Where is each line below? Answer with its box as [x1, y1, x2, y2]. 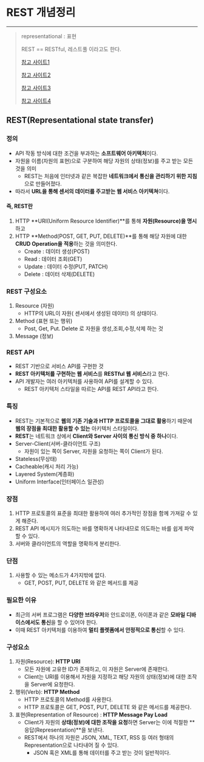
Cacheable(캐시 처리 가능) [15, 463, 79, 470]
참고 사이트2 [21, 71, 51, 78]
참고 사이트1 [21, 58, 50, 66]
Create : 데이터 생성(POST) [24, 248, 90, 255]
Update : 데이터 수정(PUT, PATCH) [24, 263, 108, 270]
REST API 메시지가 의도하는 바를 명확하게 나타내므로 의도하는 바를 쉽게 [15, 525, 183, 532]
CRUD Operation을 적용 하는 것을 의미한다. [15, 240, 117, 247]
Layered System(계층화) [15, 470, 75, 477]
